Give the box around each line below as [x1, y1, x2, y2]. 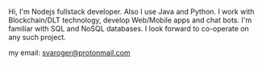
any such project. [8, 32, 66, 42]
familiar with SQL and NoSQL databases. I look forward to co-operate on [8, 24, 250, 33]
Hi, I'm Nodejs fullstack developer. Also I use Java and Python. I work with [8, 7, 255, 16]
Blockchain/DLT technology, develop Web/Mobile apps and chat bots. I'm [8, 15, 252, 25]
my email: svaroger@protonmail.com [8, 48, 131, 57]
